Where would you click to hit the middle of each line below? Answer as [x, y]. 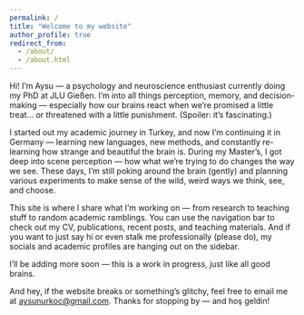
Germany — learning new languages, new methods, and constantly [135, 142]
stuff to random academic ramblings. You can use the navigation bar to [142, 217]
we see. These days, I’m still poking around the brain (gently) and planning [149, 171]
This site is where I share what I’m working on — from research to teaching [150, 208]
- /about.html [44, 60]
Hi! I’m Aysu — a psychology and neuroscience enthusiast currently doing [147, 86]
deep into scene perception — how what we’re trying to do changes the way [152, 161]
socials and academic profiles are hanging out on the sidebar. [125, 246]
